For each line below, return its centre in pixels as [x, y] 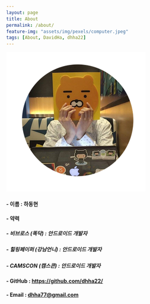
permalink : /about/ [30, 25]
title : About [22, 19]
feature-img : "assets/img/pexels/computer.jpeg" [67, 32]
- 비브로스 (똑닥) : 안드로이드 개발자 [47, 233]
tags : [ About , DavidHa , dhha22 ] [46, 38]
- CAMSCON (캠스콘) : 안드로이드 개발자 [53, 265]
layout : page [22, 12]
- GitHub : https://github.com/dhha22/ [55, 281]
